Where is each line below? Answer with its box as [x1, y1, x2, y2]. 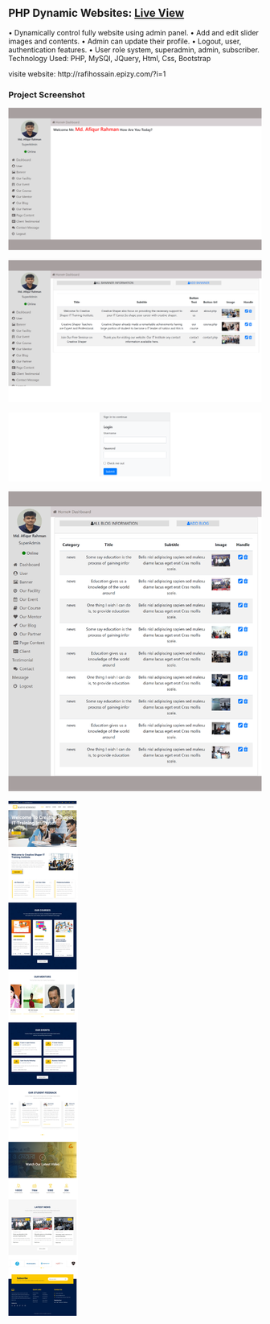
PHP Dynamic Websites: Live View [8, 6, 185, 20]
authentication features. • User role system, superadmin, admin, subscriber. [8, 44, 260, 55]
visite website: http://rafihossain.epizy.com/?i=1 [8, 68, 166, 79]
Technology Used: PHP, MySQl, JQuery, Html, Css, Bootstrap [8, 53, 211, 63]
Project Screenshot [8, 88, 86, 100]
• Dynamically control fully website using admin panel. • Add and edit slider [8, 27, 260, 37]
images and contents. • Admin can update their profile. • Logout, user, [8, 36, 242, 46]
